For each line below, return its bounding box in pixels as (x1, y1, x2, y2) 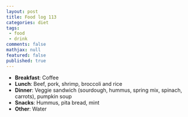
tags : (6, 25, 20, 31)
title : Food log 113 (6, 14, 57, 20)
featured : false (6, 52, 46, 58)
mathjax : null (6, 47, 41, 53)
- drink (8, 36, 28, 42)
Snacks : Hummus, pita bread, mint (14, 99, 100, 106)
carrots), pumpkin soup (14, 92, 72, 100)
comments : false (6, 42, 46, 48)
